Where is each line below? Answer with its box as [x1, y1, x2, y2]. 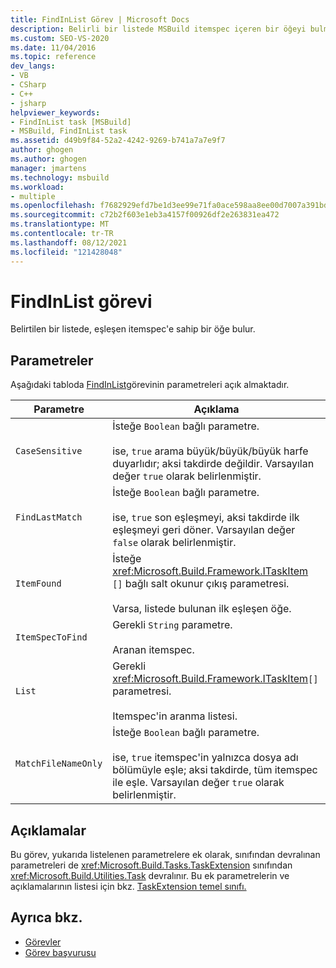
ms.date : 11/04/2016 [10, 42, 97, 53]
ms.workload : [10, 182, 65, 192]
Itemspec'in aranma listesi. [112, 709, 238, 723]
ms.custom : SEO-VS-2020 [10, 33, 110, 43]
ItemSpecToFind [15, 632, 88, 643]
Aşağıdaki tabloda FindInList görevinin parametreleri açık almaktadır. [10, 379, 290, 391]
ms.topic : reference [10, 52, 97, 62]
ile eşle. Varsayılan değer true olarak [112, 776, 285, 790]
